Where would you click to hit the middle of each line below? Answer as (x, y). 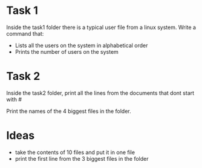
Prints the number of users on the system (67, 51)
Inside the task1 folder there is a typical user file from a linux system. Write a (101, 27)
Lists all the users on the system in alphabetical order (81, 45)
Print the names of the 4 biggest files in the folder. (69, 111)
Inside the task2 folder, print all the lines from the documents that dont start (100, 93)
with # (14, 99)
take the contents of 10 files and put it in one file (75, 152)
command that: (25, 33)
